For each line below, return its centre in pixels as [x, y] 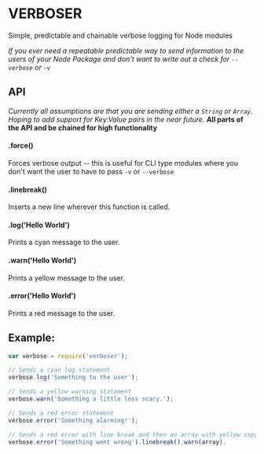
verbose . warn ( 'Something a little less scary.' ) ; [91, 399]
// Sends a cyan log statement [59, 370]
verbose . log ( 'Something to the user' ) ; [73, 378]
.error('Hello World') [42, 296]
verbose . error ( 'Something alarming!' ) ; [73, 420]
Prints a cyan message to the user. [64, 242]
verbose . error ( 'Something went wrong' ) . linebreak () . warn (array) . [117, 442]
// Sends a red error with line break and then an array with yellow [125, 434]
